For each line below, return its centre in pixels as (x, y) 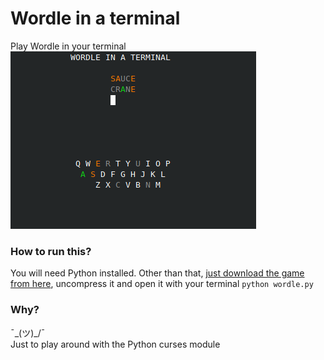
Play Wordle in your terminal (68, 46)
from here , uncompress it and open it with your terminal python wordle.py (162, 284)
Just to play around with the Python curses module (115, 344)
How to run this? (51, 251)
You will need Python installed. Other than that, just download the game (157, 273)
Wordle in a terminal (95, 18)
